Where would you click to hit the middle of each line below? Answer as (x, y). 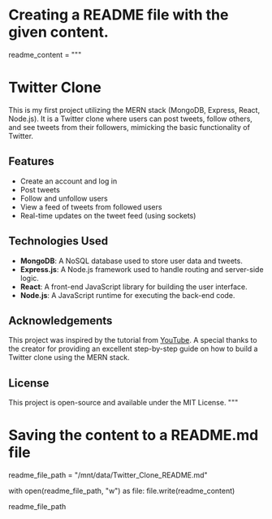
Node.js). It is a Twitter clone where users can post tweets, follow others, (131, 119)
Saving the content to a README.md (134, 435)
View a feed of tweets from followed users (91, 207)
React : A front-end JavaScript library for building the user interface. (134, 287)
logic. (29, 278)
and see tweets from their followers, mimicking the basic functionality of (129, 127)
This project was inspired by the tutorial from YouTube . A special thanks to (133, 340)
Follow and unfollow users (64, 198)
